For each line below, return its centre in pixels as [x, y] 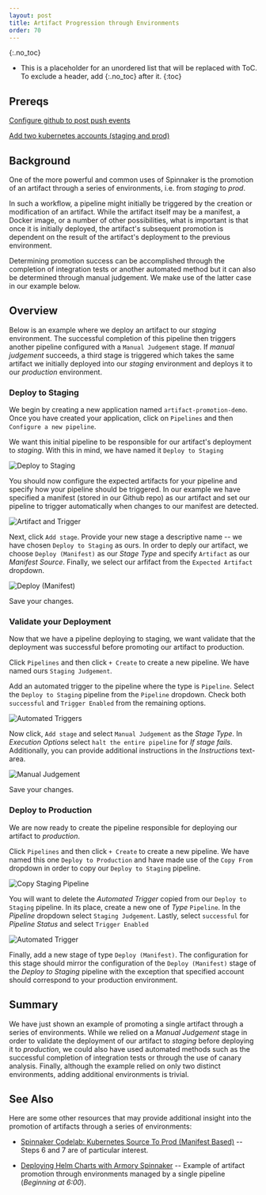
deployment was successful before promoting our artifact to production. [127, 647]
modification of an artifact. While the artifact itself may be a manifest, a [125, 212]
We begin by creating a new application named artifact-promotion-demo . [128, 410]
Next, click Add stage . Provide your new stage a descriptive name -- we [125, 537]
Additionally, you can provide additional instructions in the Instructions [123, 751]
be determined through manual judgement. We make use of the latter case [130, 277]
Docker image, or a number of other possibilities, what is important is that [129, 220]
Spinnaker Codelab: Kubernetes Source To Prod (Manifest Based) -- [131, 1142]
